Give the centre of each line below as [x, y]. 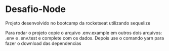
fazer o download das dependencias [43, 43]
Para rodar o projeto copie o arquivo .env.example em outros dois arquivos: [84, 32]
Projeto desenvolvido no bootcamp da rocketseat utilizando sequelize [78, 23]
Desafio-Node [35, 9]
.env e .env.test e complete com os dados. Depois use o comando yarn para [85, 38]
